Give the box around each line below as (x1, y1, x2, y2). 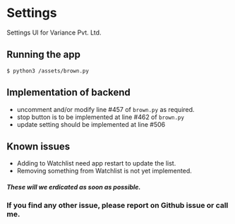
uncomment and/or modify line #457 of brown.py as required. (16, 105, 195, 113)
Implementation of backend (6, 87, 131, 99)
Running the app (6, 49, 80, 61)
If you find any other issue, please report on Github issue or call (6, 201, 229, 211)
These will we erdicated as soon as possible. (6, 182, 141, 191)
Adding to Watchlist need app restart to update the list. (16, 159, 176, 168)
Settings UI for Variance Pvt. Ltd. (6, 28, 102, 37)
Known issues (6, 140, 71, 152)
